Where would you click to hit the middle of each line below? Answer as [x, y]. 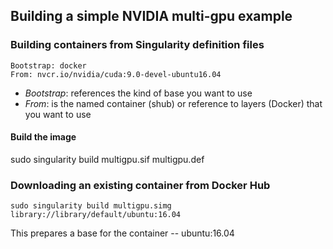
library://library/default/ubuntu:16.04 [96, 215]
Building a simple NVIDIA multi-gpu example [151, 16]
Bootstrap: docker [48, 65]
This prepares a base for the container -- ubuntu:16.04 [122, 233]
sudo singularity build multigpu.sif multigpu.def [107, 159]
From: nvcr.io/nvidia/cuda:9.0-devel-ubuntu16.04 [116, 74]
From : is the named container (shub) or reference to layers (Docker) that [173, 103]
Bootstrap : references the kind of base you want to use [138, 93]
